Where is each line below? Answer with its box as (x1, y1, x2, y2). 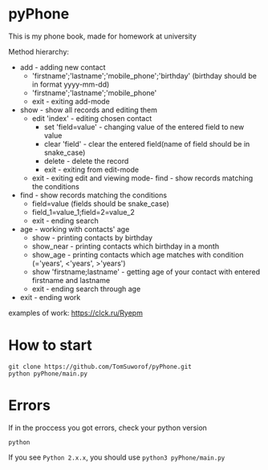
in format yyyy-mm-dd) (31, 79, 110, 89)
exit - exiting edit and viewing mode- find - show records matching (31, 173, 254, 183)
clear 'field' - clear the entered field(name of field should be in (43, 139, 250, 148)
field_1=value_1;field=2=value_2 (31, 207, 135, 217)
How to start (8, 336, 92, 355)
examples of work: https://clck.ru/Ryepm (8, 308, 143, 318)
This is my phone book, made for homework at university (8, 31, 197, 41)
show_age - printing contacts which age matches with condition (31, 249, 244, 259)
